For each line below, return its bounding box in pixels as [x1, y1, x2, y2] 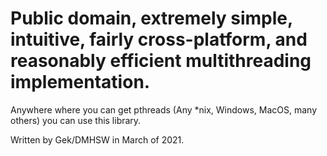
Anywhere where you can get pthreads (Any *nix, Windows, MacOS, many [10, 103, 318, 116]
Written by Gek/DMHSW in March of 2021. [10, 133, 185, 146]
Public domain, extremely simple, [10, 7, 293, 30]
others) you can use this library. [10, 114, 142, 126]
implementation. [10, 71, 151, 94]
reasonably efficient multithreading [10, 50, 312, 72]
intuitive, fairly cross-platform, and [10, 28, 308, 51]
